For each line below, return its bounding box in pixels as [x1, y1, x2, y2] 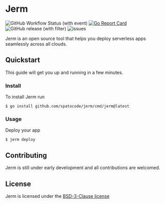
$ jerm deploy [5, 137, 36, 142]
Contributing [5, 151, 47, 159]
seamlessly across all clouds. [5, 40, 68, 47]
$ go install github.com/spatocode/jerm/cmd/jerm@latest [5, 104, 130, 109]
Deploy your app [5, 127, 40, 133]
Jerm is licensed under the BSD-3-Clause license [5, 193, 110, 199]
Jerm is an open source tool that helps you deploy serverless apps [5, 35, 146, 42]
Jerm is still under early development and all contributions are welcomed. [5, 165, 160, 171]
